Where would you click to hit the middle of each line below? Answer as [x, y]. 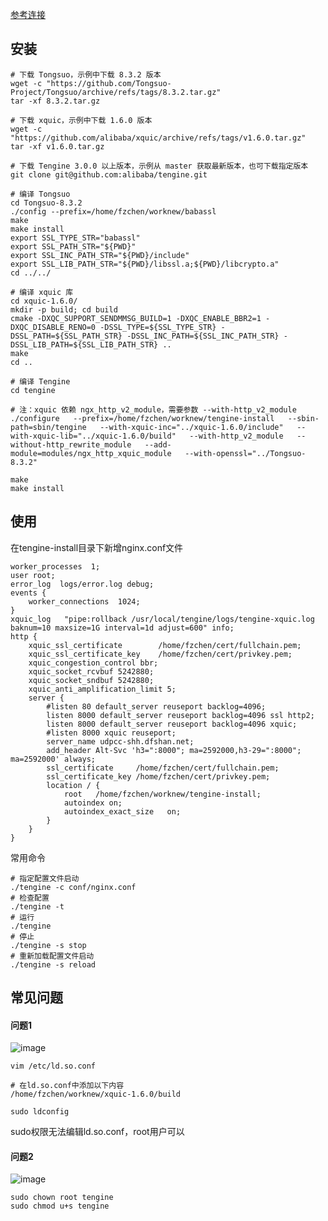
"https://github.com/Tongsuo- [109, 83]
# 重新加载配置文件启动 [52, 956]
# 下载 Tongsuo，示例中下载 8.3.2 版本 [86, 74]
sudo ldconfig [40, 1112]
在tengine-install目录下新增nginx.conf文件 [97, 547]
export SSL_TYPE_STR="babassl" [75, 238]
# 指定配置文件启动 [45, 878]
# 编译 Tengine [40, 381]
